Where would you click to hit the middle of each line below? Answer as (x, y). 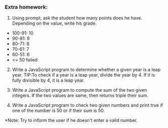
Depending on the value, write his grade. (54, 23)
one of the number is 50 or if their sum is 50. (58, 111)
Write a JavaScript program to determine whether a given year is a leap (86, 70)
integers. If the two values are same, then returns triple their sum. (80, 95)
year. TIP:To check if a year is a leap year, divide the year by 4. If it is (83, 75)
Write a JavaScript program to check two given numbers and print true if (88, 105)
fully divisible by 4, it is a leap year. (48, 80)
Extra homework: (26, 7)
